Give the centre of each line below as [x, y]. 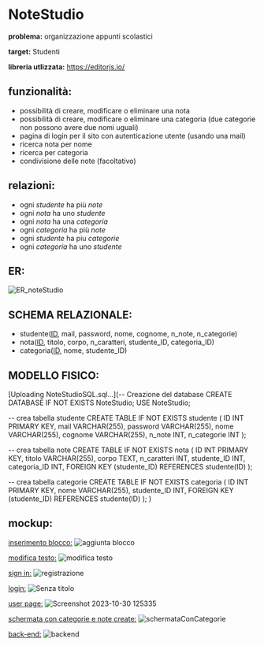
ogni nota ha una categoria [64, 221]
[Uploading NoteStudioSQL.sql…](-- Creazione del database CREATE [120, 394]
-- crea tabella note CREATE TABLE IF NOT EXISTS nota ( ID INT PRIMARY [128, 450]
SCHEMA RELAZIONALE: [70, 315]
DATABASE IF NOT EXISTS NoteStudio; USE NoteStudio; [99, 403]
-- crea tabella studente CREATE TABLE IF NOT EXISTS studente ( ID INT [126, 418]
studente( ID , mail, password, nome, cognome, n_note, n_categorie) [128, 334]
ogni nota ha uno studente [62, 213]
